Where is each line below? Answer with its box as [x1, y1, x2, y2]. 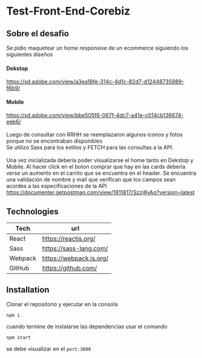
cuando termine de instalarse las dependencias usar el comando [6, 323, 168, 330]
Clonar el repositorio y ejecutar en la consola [6, 301, 118, 308]
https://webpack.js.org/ [42, 254, 109, 262]
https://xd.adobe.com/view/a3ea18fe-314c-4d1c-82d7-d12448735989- [6, 78, 184, 85]
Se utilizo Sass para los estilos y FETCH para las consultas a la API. [6, 144, 174, 151]
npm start [6, 334, 31, 341]
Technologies [6, 206, 59, 216]
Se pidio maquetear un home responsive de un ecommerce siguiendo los [6, 44, 189, 51]
